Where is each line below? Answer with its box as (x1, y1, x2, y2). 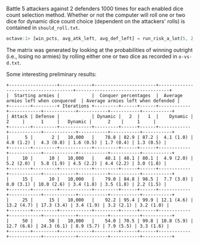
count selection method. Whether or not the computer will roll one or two (6, 11, 186, 18)
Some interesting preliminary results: (6, 70, 97, 78)
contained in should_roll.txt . (6, 24, 80, 31)
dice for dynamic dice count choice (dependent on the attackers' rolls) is (6, 18, 185, 24)
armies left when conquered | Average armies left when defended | (6, 98, 180, 104)
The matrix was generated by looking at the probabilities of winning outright (6, 46, 193, 53)
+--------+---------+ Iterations (6, 103, 90, 109)
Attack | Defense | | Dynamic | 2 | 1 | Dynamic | (11, 113, 194, 119)
